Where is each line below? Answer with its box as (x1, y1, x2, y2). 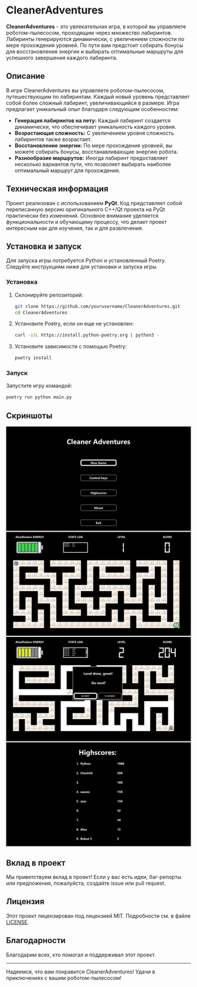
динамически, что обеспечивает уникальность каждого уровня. (14, 123, 176, 130)
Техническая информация (6, 184, 108, 194)
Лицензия (6, 897, 45, 907)
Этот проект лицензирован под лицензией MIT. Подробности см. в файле (6, 912, 191, 919)
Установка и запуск (6, 241, 82, 251)
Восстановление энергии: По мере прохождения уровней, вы (14, 142, 173, 149)
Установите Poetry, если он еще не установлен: (14, 320, 134, 327)
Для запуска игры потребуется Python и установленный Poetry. (6, 257, 166, 264)
